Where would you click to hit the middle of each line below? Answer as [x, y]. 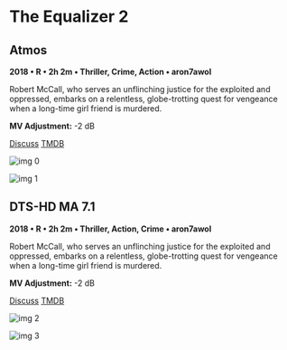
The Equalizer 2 [69, 17]
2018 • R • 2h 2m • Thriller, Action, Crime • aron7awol [111, 229]
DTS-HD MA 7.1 [52, 207]
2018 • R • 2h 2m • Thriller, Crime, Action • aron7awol [111, 71]
